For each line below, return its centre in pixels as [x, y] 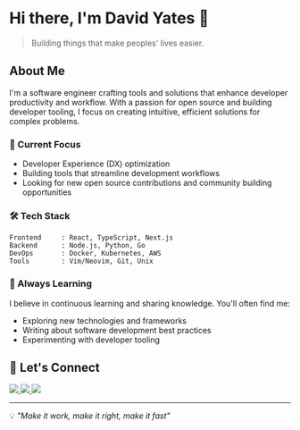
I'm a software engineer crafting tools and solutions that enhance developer [149, 92]
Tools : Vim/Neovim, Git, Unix [81, 261]
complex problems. [45, 121]
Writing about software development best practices [117, 330]
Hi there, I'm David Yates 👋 [109, 18]
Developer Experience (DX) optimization [96, 164]
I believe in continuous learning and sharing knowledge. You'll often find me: [150, 303]
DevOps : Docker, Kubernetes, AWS [86, 254]
